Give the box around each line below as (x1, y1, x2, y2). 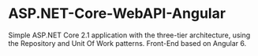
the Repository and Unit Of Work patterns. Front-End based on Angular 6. (8, 38, 247, 47)
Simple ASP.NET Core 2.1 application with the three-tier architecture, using (8, 30, 251, 40)
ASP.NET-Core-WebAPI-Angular (8, 5, 226, 23)
